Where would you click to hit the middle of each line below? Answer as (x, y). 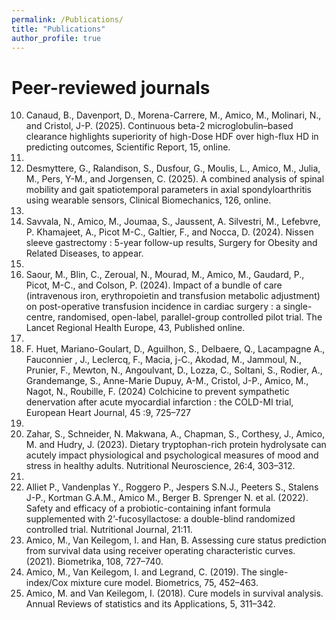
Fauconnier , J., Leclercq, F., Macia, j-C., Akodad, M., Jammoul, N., (163, 360)
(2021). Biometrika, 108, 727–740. (94, 562)
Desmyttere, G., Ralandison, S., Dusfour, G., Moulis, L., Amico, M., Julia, (173, 168)
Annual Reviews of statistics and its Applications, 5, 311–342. (150, 604)
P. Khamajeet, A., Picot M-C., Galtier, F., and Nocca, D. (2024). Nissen (169, 232)
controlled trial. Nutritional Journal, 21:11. (109, 530)
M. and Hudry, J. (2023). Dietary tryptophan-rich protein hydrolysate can (176, 445)
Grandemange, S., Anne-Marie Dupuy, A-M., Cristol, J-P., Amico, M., (167, 381)
